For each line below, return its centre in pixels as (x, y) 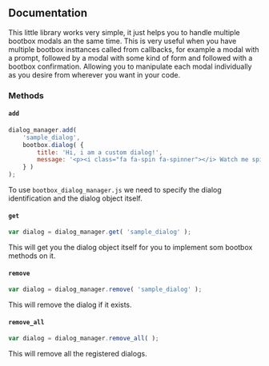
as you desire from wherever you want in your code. (94, 74)
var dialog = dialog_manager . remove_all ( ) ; (84, 339)
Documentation (48, 13)
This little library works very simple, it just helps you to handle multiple (124, 32)
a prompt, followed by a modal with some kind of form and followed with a (130, 58)
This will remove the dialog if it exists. (70, 305)
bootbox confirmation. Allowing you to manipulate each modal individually (130, 66)
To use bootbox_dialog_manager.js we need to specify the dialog (115, 190)
